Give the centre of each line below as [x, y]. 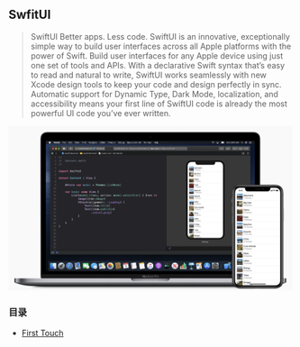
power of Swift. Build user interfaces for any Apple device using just [157, 55]
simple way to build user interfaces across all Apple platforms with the [161, 46]
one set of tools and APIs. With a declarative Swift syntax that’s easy [158, 65]
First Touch [42, 333]
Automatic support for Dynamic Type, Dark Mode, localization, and [154, 94]
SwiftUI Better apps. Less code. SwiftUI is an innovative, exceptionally [160, 36]
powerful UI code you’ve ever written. [100, 113]
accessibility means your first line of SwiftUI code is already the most [159, 104]
